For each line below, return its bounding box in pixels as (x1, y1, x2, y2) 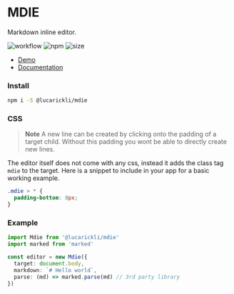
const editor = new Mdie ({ (7, 253, 88, 261)
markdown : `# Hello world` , (14, 266, 98, 274)
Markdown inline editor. (7, 28, 76, 36)
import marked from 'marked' (7, 241, 94, 248)
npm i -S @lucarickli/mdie (7, 97, 88, 104)
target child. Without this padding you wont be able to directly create (24, 137, 227, 146)
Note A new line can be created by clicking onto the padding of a (24, 130, 217, 139)
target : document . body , (14, 260, 84, 267)
